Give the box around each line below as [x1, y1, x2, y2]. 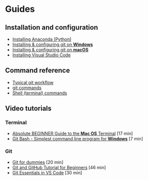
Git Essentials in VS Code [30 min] [12, 170, 82, 176]
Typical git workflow [12, 79, 54, 85]
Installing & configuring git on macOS [12, 47, 89, 52]
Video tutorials [5, 104, 52, 113]
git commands [12, 85, 42, 90]
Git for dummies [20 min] [12, 159, 64, 165]
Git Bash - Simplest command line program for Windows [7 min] [12, 135, 143, 141]
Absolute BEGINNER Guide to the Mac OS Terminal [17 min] [12, 130, 133, 136]
